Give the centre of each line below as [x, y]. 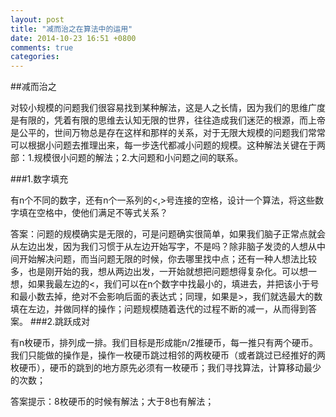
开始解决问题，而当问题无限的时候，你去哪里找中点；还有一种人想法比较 [167, 259]
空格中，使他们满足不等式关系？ [102, 213]
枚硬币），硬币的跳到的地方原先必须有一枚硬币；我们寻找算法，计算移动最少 [166, 368]
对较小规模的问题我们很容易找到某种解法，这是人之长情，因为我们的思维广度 [168, 108]
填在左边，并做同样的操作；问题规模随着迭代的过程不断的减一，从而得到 [159, 309]
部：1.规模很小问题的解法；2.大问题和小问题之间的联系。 [127, 158]
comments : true [42, 47]
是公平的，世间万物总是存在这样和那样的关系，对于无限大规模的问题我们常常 [168, 133]
